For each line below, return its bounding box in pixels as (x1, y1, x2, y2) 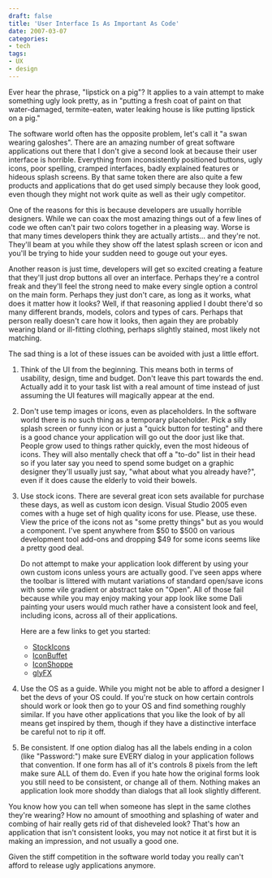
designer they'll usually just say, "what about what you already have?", (19, 467, 257, 476)
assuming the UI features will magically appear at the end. (19, 390, 215, 400)
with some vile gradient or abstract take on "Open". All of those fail (19, 585, 244, 594)
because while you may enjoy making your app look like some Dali (19, 593, 242, 602)
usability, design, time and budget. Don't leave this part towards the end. (19, 373, 264, 383)
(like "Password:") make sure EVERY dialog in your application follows (19, 751, 254, 761)
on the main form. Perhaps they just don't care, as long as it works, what (8, 289, 252, 299)
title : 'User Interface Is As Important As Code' (8, 20, 180, 28)
